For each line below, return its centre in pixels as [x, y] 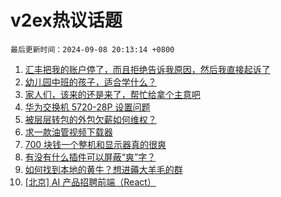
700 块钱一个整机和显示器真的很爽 [95, 144]
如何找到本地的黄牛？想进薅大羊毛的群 [103, 169]
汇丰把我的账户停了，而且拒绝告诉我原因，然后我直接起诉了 [147, 69]
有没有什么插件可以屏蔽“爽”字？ [90, 157]
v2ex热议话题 [66, 20]
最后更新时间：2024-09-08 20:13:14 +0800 [92, 49]
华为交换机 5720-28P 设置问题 [87, 107]
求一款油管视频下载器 [68, 132]
